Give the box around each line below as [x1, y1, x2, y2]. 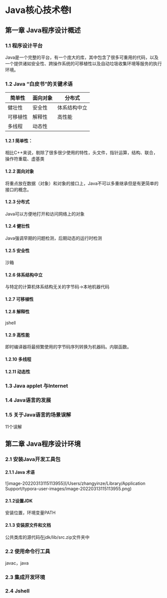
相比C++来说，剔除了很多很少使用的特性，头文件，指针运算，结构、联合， [5, 150, 158, 156]
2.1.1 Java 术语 [5, 469, 35, 475]
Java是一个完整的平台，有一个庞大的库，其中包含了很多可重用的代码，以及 [5, 54, 159, 60]
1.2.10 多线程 [5, 356, 31, 362]
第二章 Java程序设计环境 [5, 440, 81, 448]
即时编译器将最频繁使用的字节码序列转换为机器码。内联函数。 [5, 344, 132, 350]
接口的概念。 [5, 186, 31, 192]
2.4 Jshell [5, 587, 30, 594]
